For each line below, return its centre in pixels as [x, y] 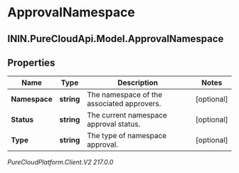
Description [138, 83]
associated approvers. [124, 104]
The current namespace [127, 115]
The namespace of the [124, 95]
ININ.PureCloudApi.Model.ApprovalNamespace [116, 39]
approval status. [113, 124]
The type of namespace [127, 136]
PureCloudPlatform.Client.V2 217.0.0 [60, 162]
